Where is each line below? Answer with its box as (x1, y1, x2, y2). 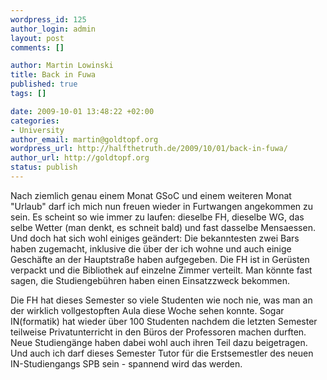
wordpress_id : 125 (10, 14, 87, 25)
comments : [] (10, 42, 65, 53)
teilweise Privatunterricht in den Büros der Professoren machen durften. (10, 326, 307, 338)
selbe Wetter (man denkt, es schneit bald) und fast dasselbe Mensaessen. (10, 221, 316, 233)
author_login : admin (10, 24, 97, 34)
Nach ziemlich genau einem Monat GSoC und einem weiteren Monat (10, 189, 292, 201)
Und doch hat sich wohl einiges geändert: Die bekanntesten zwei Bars (10, 232, 300, 244)
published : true (10, 79, 78, 90)
